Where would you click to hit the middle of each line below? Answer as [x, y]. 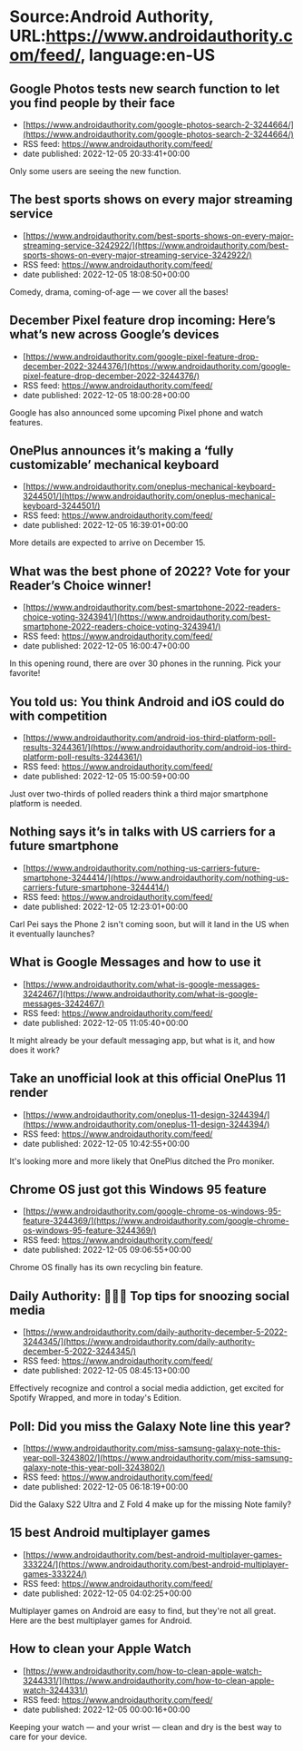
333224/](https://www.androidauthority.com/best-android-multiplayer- [155, 1564]
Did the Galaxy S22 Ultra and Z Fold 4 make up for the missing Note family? [151, 1504]
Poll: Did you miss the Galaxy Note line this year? [150, 1426]
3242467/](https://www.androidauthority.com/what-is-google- [140, 993]
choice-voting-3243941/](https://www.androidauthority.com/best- [147, 617]
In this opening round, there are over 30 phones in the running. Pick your [145, 663]
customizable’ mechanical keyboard [114, 465]
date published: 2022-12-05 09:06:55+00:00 [107, 1250]
